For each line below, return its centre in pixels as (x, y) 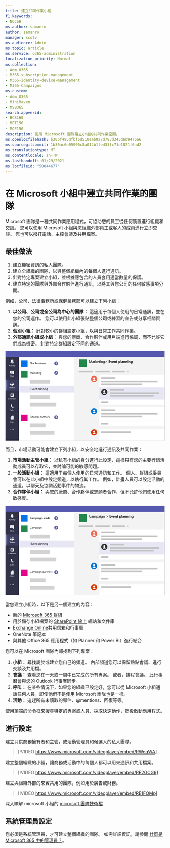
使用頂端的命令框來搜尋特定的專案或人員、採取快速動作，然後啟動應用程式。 (85, 711)
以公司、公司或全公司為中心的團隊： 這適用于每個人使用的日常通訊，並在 (89, 311)
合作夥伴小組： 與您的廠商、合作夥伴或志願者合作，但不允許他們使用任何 (89, 492)
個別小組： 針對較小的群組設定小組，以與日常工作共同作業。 (75, 331)
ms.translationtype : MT (30, 150)
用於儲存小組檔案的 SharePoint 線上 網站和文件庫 (63, 621)
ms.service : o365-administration (40, 53)
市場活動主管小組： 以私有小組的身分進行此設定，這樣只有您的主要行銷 (86, 460)
